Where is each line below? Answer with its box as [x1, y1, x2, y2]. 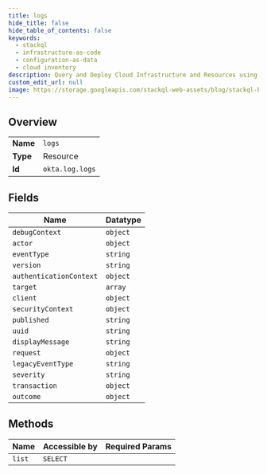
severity [12, 370, 45, 379]
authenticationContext [12, 272, 98, 280]
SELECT [42, 454, 68, 463]
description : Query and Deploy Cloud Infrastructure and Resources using [8, 71, 258, 79]
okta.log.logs [42, 165, 97, 174]
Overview [8, 115, 58, 128]
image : [8, 85, 30, 94]
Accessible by [42, 441, 98, 452]
